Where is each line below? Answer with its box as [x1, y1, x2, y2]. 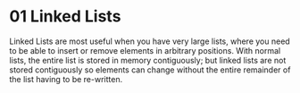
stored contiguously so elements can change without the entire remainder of [9, 64, 291, 75]
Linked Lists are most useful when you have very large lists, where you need [9, 36, 290, 46]
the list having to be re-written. [9, 73, 123, 84]
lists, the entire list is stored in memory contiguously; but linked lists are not [9, 55, 287, 65]
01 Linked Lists [9, 6, 121, 27]
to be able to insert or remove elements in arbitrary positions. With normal [9, 45, 281, 55]
